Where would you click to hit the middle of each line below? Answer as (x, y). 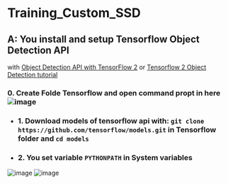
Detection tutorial (33, 75)
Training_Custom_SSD (74, 13)
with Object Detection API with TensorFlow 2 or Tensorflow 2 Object (107, 67)
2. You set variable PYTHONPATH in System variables (105, 157)
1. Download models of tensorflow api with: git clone (111, 120)
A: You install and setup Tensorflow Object (103, 39)
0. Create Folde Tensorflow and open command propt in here (114, 93)
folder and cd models (53, 138)
